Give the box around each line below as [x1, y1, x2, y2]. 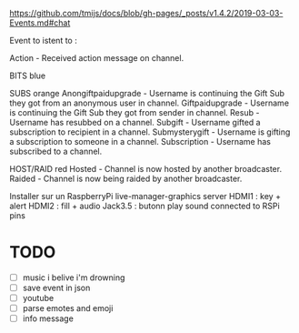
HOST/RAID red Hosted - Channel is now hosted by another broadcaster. [9, 164, 283, 174]
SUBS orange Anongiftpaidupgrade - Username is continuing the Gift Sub [9, 88, 284, 98]
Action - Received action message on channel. [9, 53, 184, 63]
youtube [22, 293, 55, 304]
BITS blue [9, 70, 46, 81]
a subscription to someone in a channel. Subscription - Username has [9, 136, 271, 146]
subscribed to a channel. [9, 146, 103, 156]
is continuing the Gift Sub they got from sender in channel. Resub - [9, 107, 260, 117]
